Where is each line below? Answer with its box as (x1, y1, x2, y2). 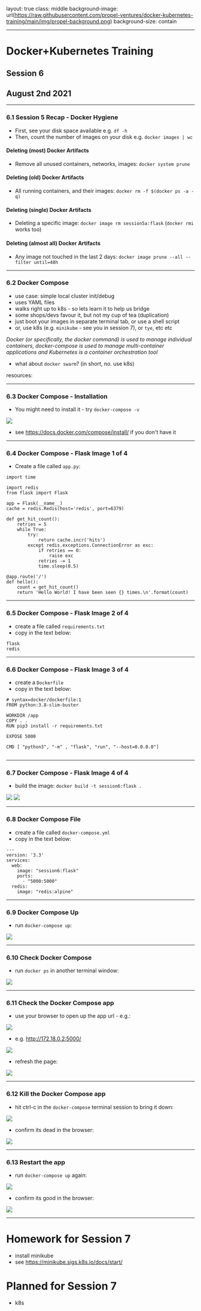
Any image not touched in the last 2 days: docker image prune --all (14, 253, 184, 260)
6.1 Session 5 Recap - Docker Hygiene (6, 113, 118, 122)
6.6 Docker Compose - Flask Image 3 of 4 (6, 665, 129, 673)
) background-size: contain (109, 18, 177, 25)
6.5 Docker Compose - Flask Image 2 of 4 (6, 609, 129, 617)
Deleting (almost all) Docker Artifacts (6, 239, 100, 247)
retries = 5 (17, 521, 47, 527)
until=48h (33, 259, 59, 265)
